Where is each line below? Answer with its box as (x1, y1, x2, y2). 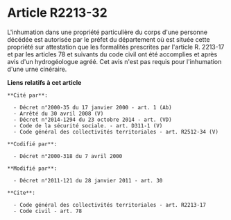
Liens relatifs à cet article (7, 78, 82, 86)
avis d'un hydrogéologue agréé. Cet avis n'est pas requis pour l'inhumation (7, 57, 222, 65)
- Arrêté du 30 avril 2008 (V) (13, 110, 104, 117)
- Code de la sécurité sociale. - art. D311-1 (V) (13, 122, 163, 129)
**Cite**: (7, 189, 36, 196)
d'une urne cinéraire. (7, 65, 67, 73)
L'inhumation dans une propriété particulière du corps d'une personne (7, 28, 208, 36)
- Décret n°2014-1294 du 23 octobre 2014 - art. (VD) (13, 116, 172, 123)
